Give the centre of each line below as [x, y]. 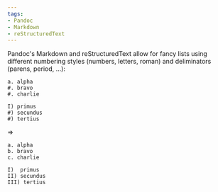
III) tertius [27, 182]
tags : [15, 14]
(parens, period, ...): [37, 69]
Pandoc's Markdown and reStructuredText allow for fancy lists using [107, 54]
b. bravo [20, 152]
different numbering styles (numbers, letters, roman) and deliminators [109, 62]
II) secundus [27, 176]
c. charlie [23, 158]
